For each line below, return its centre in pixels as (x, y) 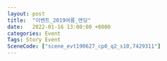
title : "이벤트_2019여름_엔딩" (49, 20)
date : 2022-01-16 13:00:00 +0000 (59, 27)
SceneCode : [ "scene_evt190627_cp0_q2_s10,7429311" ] (84, 46)
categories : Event (34, 33)
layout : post (26, 14)
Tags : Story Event (34, 40)
